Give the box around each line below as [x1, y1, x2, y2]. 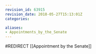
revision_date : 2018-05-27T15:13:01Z [5, 12, 83, 17]
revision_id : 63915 [5, 7, 45, 12]
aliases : [5, 25, 23, 30]
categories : [5, 16, 30, 21]
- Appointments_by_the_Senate [5, 30, 67, 35]
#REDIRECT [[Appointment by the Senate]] [5, 43, 92, 49]
